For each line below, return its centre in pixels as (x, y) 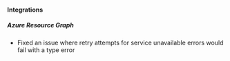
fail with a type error (46, 50)
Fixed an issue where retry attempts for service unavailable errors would (120, 42)
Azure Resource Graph (40, 25)
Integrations (25, 10)
